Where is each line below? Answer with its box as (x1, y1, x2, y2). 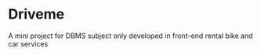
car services (8, 39, 49, 48)
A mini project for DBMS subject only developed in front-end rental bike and (8, 31, 253, 40)
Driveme (8, 5, 65, 23)
